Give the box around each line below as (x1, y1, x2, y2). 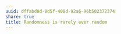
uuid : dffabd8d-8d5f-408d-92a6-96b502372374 (5, 8, 115, 14)
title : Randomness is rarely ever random (5, 19, 108, 25)
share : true (5, 14, 34, 20)
